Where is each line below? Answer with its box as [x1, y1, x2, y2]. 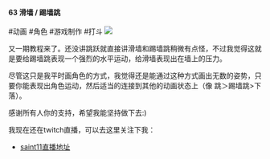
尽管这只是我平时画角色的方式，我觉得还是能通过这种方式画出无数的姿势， [8, 71, 255, 80]
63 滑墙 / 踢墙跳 [8, 7, 61, 17]
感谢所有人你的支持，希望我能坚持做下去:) [8, 108, 147, 118]
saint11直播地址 [19, 142, 71, 152]
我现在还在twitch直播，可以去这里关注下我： [8, 125, 156, 135]
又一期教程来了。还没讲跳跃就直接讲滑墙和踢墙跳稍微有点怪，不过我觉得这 [8, 44, 255, 54]
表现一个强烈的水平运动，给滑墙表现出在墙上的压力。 [50, 54, 227, 63]
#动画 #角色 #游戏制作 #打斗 [8, 26, 103, 36]
